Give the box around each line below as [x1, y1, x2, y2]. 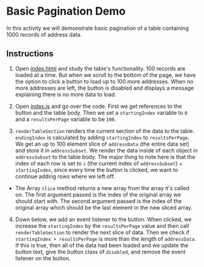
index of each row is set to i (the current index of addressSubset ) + [15, 160, 183, 167]
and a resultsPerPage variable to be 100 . [15, 115, 116, 123]
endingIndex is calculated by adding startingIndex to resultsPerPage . [15, 133, 190, 141]
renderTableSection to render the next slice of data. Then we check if [15, 229, 190, 236]
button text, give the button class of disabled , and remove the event [15, 248, 186, 255]
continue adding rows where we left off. [15, 173, 115, 180]
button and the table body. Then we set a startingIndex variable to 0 [15, 109, 188, 116]
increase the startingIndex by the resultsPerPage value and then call [15, 222, 189, 229]
